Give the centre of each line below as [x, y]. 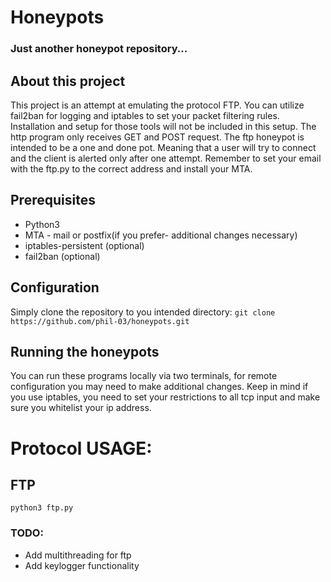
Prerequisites [53, 200]
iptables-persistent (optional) [84, 245]
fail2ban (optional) [62, 256]
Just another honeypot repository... [99, 49]
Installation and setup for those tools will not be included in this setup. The [163, 126]
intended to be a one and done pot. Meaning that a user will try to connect [163, 147]
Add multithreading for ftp [78, 555]
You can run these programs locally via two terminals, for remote [144, 376]
